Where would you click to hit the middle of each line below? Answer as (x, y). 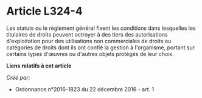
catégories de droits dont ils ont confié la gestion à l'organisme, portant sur (101, 47)
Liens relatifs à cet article (39, 66)
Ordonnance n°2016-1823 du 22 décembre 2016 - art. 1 (84, 89)
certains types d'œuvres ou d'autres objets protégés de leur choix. (90, 54)
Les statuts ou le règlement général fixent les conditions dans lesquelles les (101, 28)
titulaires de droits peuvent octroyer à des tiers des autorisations (87, 34)
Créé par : (18, 77)
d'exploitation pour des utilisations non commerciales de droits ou (89, 41)
